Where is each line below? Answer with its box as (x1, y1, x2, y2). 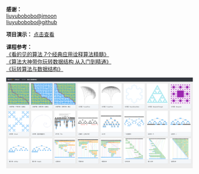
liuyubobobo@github (6, 19, 57, 25)
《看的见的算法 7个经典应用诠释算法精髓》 (6, 51, 110, 58)
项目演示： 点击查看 (6, 31, 54, 38)
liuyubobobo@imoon (6, 12, 57, 19)
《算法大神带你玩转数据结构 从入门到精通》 (6, 58, 111, 65)
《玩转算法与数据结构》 (6, 65, 63, 73)
